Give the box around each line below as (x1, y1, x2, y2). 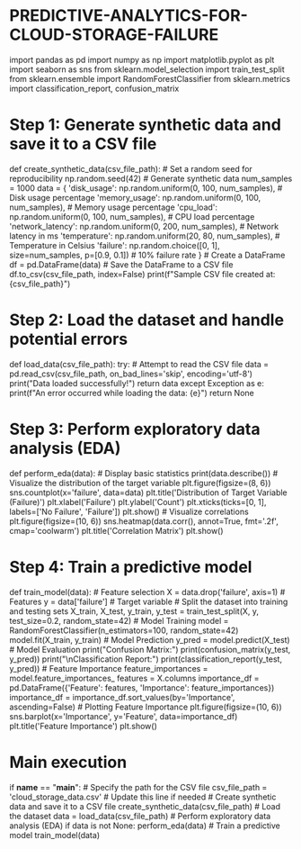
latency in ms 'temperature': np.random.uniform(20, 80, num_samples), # (9, 230, 280, 241)
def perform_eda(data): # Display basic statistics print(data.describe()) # (9, 467, 279, 478)
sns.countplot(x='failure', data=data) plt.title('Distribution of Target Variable (9, 487, 288, 498)
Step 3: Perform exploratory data (9, 420, 261, 439)
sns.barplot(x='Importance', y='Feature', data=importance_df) (9, 710, 238, 721)
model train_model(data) (9, 829, 101, 840)
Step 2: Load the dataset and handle (9, 310, 285, 330)
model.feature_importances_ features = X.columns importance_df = (9, 673, 260, 683)
